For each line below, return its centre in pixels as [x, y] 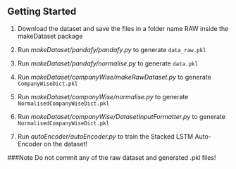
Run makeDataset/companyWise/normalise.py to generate [103, 96]
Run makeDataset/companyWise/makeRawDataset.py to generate [114, 77]
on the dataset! [66, 144]
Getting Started [42, 12]
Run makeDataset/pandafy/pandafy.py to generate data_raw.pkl [112, 49]
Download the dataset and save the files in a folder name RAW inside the [123, 28]
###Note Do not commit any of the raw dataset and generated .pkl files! [112, 157]
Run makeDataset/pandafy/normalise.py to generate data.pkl [108, 63]
